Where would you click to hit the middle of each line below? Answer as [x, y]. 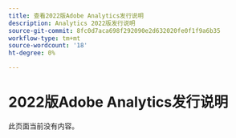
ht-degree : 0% [32, 53]
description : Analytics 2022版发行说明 [72, 23]
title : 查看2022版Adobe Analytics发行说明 [76, 16]
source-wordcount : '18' [48, 46]
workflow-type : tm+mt [45, 38]
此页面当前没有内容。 [43, 126]
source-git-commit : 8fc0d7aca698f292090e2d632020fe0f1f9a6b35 [114, 30]
